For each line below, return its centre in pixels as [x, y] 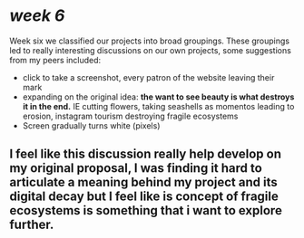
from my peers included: [55, 60]
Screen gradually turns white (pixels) [91, 125]
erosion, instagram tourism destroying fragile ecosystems [130, 116]
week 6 [37, 16]
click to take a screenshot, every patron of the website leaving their [148, 77]
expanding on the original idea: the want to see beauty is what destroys [158, 97]
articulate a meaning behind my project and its [144, 182]
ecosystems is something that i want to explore [146, 210]
